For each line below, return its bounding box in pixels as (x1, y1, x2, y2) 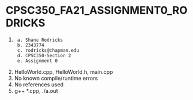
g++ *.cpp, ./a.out (14, 87, 58, 94)
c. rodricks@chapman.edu (17, 47, 79, 54)
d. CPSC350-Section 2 (17, 52, 71, 58)
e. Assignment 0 (17, 58, 58, 64)
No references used (14, 81, 64, 88)
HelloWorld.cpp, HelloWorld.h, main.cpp (14, 68, 113, 75)
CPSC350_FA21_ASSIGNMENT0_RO (5, 4, 188, 17)
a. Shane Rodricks (17, 37, 64, 43)
